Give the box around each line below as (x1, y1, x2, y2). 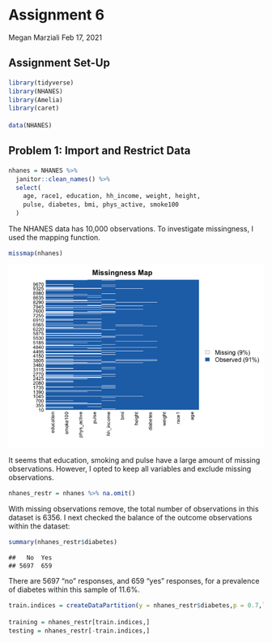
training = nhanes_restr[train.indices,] (8, 619, 151, 627)
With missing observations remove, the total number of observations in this (8, 503, 259, 513)
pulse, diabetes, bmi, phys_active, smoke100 (23, 201, 180, 209)
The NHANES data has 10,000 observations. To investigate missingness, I (8, 224, 253, 234)
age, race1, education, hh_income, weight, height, (23, 192, 201, 201)
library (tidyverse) (8, 79, 74, 87)
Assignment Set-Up (8, 56, 111, 70)
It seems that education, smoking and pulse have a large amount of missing (8, 455, 261, 464)
